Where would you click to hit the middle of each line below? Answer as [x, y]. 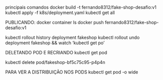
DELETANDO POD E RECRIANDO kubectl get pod [56, 53]
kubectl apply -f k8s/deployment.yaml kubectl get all [60, 13]
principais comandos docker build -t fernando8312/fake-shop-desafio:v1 [81, 7]
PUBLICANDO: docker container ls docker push [55, 22]
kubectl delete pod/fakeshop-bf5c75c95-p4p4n [55, 62]
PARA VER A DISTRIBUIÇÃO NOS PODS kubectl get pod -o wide [72, 72]
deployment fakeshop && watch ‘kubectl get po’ [55, 43]
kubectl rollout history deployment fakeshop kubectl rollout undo [72, 37]
